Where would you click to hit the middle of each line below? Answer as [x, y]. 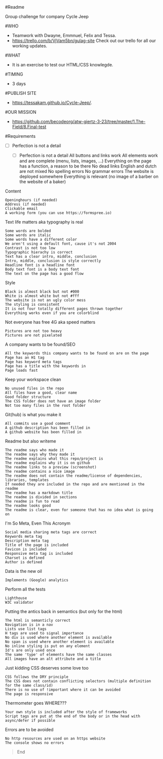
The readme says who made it [35, 450]
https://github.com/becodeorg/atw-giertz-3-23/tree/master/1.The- [79, 121]
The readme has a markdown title [39, 493]
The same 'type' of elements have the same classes [58, 655]
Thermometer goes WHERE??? [36, 703]
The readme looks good [28, 506]
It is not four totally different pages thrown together [64, 309]
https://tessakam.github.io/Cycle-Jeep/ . [52, 103]
